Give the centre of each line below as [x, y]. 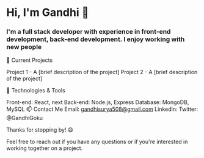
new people [24, 47]
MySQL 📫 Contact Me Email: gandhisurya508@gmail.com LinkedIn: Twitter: [102, 109]
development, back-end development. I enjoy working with [96, 39]
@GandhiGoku [25, 118]
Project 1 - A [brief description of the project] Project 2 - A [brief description [102, 72]
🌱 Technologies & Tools [36, 91]
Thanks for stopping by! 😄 [40, 130]
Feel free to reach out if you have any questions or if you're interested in [97, 142]
